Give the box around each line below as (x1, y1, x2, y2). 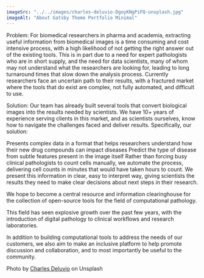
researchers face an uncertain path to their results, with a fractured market (6, 77, 194, 84)
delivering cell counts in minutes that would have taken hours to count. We (6, 166, 194, 173)
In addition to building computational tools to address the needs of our (6, 233, 183, 241)
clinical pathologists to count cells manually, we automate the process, (6, 159, 184, 166)
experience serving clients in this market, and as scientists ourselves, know (6, 114, 196, 122)
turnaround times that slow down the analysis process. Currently (6, 70, 169, 78)
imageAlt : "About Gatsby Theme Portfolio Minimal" (6, 15, 138, 21)
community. (6, 253, 36, 260)
